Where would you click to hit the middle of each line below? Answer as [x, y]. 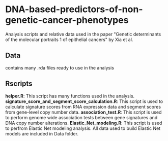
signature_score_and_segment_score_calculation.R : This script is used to [84, 101]
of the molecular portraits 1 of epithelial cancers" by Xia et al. [69, 40]
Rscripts [19, 84]
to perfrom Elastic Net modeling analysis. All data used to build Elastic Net [83, 128]
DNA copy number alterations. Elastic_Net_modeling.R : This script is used [84, 123]
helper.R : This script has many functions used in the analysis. [70, 96]
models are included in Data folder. [42, 133]
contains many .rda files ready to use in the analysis [60, 67]
